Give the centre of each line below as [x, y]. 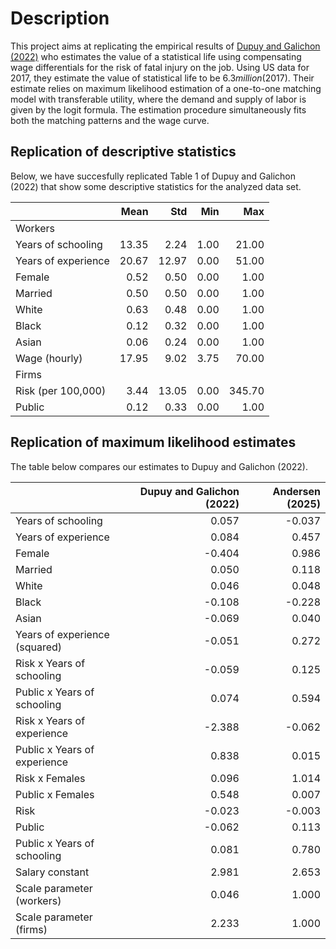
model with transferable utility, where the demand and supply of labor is [158, 99]
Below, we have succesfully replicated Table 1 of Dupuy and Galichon [153, 176]
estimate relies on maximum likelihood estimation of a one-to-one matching [166, 88]
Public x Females [55, 794]
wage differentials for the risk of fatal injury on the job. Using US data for [160, 67]
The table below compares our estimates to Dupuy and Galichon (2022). [159, 466]
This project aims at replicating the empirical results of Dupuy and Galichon [165, 46]
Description [60, 18]
